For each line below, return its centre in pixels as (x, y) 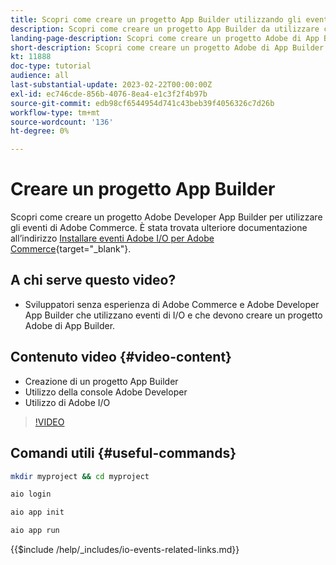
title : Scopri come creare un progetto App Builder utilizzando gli (156, 19)
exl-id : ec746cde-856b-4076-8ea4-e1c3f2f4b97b (109, 94)
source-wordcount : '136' (62, 122)
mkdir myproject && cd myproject (80, 476)
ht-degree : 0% (40, 131)
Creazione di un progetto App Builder (101, 381)
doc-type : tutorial (51, 66)
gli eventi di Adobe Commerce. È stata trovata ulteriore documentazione (159, 228)
